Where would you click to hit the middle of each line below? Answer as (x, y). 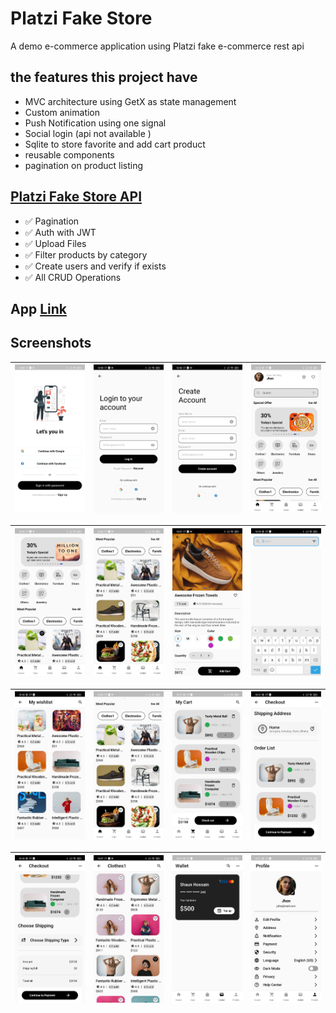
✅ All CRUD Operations (73, 277)
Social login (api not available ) (88, 133)
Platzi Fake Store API (76, 197)
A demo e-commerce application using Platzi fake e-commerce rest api (157, 46)
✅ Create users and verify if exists (95, 266)
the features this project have (104, 77)
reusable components (69, 154)
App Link (38, 308)
